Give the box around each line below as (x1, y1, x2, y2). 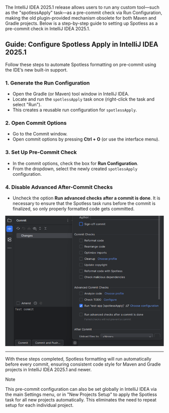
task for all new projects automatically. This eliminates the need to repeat (5, 397, 157, 403)
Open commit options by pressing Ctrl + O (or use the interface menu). (12, 136, 160, 143)
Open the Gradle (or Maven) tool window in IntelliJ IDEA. (12, 91, 130, 97)
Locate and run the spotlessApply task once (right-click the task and (12, 96, 155, 102)
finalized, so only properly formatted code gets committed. (12, 206, 135, 212)
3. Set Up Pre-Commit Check (5, 149, 77, 156)
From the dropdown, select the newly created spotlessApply (12, 166, 138, 172)
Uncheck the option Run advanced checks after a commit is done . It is (12, 195, 160, 201)
